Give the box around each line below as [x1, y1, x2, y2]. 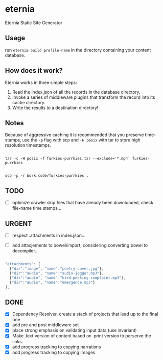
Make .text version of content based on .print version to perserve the [12, 333, 151, 339]
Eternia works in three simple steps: [5, 80, 77, 85]
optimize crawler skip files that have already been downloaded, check [12, 200, 154, 206]
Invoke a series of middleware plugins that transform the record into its [12, 94, 155, 100]
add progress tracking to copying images [12, 349, 95, 355]
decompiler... [12, 248, 39, 254]
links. [12, 338, 23, 344]
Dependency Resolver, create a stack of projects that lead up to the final [12, 311, 158, 317]
